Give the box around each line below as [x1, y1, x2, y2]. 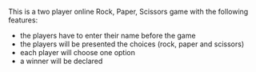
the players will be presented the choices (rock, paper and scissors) [19, 39, 245, 49]
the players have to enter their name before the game [19, 31, 196, 40]
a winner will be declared [19, 56, 103, 66]
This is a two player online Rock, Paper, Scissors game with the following [8, 7, 249, 16]
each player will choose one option [19, 48, 136, 57]
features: [8, 15, 38, 25]
